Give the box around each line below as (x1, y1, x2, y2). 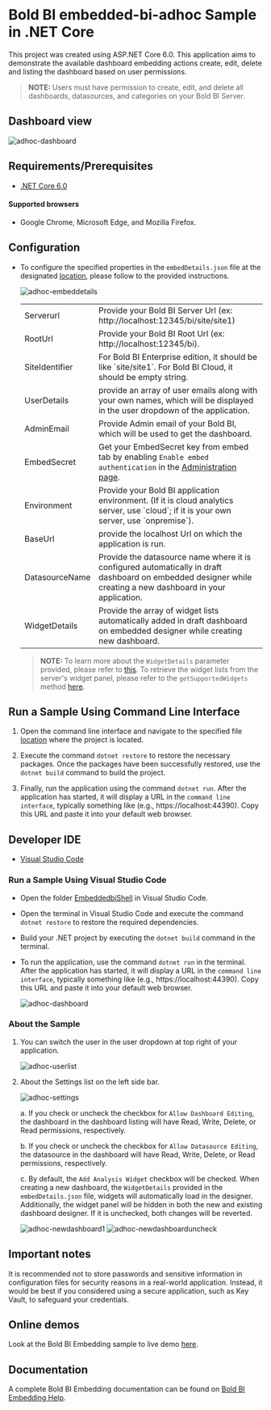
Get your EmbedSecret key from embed (98, 441, 249, 452)
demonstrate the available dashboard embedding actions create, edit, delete (8, 58, 262, 68)
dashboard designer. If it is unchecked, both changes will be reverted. (19, 1208, 252, 1218)
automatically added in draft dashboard (98, 614, 248, 626)
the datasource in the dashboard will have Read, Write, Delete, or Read (19, 1150, 256, 1159)
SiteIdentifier (23, 361, 73, 373)
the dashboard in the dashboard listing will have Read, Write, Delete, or (19, 1117, 256, 1126)
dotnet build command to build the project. (19, 768, 166, 778)
